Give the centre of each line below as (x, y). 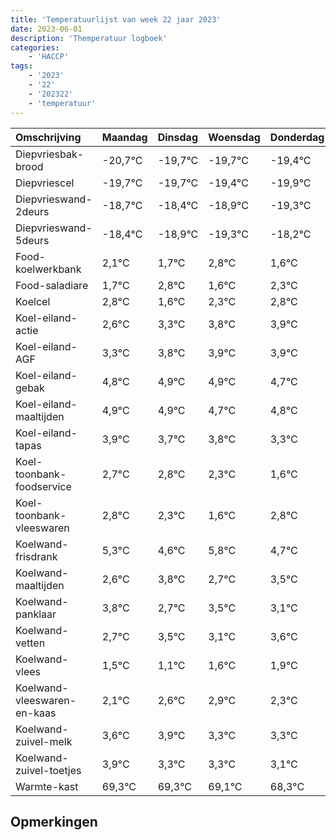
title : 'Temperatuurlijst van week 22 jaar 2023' (116, 19)
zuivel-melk (44, 741)
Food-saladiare (52, 285)
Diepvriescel (45, 183)
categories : (35, 47)
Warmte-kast (47, 786)
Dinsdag (177, 137)
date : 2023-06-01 (46, 29)
